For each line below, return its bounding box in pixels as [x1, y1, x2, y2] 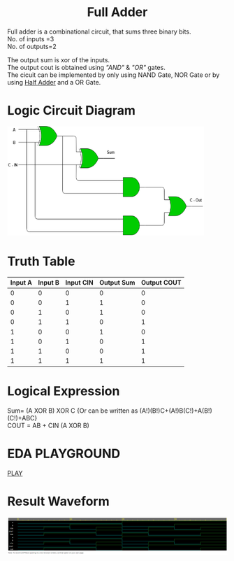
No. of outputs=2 [7, 42, 57, 50]
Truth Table [7, 253, 75, 269]
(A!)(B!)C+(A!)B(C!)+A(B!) [139, 406, 212, 415]
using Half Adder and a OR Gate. [7, 78, 101, 86]
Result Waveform [7, 493, 110, 509]
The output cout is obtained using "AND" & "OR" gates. [7, 63, 166, 71]
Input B [38, 278, 59, 287]
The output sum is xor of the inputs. [7, 55, 110, 64]
